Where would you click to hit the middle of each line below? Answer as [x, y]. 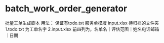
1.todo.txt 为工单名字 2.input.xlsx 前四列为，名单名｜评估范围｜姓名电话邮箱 [82, 29]
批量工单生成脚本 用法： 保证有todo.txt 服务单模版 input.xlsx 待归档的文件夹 [82, 23]
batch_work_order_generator [66, 9]
